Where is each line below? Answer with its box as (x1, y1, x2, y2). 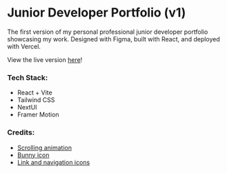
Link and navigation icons (17, 158, 90, 166)
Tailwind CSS (17, 96, 55, 104)
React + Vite (17, 88, 53, 97)
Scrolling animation (17, 143, 72, 152)
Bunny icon (17, 150, 50, 159)
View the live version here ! (7, 55, 83, 63)
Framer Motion (17, 110, 60, 119)
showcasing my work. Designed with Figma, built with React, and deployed (7, 34, 221, 43)
